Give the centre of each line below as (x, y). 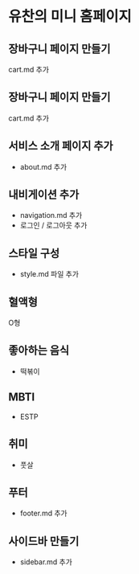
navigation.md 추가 (51, 215)
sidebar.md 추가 (46, 562)
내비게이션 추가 (44, 195)
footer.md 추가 (43, 513)
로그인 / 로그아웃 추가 (53, 225)
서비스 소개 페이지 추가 (61, 146)
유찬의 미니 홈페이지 (70, 16)
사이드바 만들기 (44, 541)
